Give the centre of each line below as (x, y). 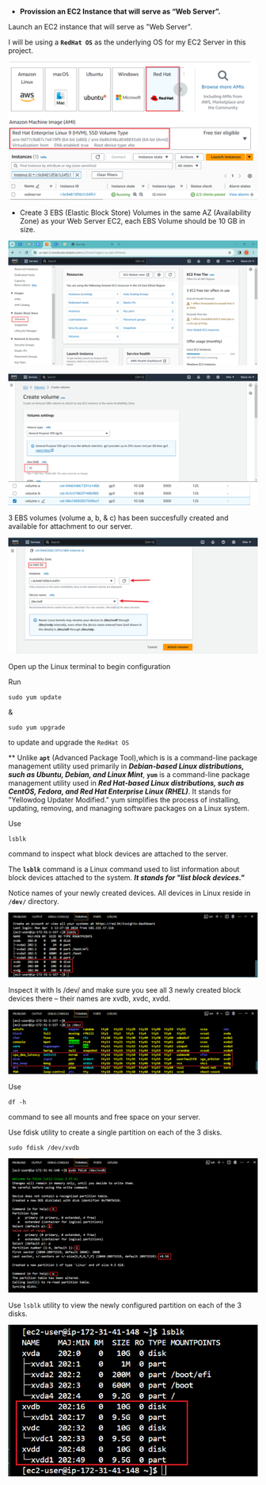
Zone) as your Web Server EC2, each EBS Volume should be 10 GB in (132, 221)
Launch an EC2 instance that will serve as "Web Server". (100, 27)
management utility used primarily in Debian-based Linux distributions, (126, 766)
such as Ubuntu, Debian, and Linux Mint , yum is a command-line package (129, 774)
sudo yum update (35, 697)
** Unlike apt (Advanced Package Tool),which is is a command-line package (133, 757)
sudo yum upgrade (37, 727)
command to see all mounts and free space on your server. (104, 1116)
